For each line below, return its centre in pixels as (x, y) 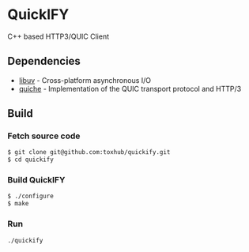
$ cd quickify (31, 160)
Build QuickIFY (36, 180)
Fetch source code (44, 136)
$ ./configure (31, 196)
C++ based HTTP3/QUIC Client (58, 36)
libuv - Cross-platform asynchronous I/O (85, 80)
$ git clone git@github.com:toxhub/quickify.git (89, 152)
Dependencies (44, 61)
